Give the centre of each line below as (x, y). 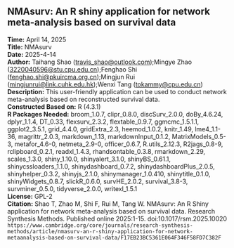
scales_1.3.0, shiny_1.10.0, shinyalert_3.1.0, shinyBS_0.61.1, (89, 159)
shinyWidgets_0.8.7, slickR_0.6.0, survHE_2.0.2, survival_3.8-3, (98, 181)
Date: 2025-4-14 (32, 54)
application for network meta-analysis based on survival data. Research (111, 211)
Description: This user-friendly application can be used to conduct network (117, 91)
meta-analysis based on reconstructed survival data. (84, 99)
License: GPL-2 (30, 196)
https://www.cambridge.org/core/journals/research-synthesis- (100, 225)
